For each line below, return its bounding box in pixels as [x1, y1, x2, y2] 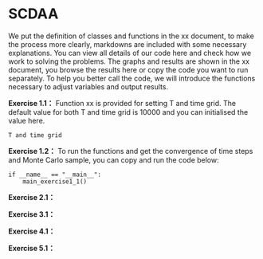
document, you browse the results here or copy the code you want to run [8, 65, 249, 74]
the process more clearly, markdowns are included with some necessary [8, 39, 247, 49]
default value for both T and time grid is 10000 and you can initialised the [8, 107, 249, 116]
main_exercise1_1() [22, 177, 88, 186]
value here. [8, 116, 45, 125]
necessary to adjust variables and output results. [8, 81, 169, 92]
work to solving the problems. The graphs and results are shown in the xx [8, 57, 249, 66]
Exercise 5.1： [8, 243, 56, 253]
